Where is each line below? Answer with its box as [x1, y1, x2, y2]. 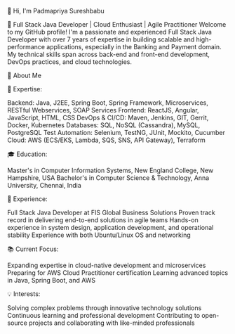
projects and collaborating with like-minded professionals [29, 319, 195, 327]
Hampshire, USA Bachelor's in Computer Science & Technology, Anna [7, 174, 210, 182]
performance [7, 43, 46, 51]
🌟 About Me [7, 71, 42, 79]
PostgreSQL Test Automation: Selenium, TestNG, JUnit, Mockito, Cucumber [7, 129, 226, 136]
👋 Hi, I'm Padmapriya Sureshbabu [7, 7, 105, 15]
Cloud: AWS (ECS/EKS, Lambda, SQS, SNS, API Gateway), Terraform [7, 136, 206, 144]
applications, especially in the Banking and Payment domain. [46, 43, 222, 51]
